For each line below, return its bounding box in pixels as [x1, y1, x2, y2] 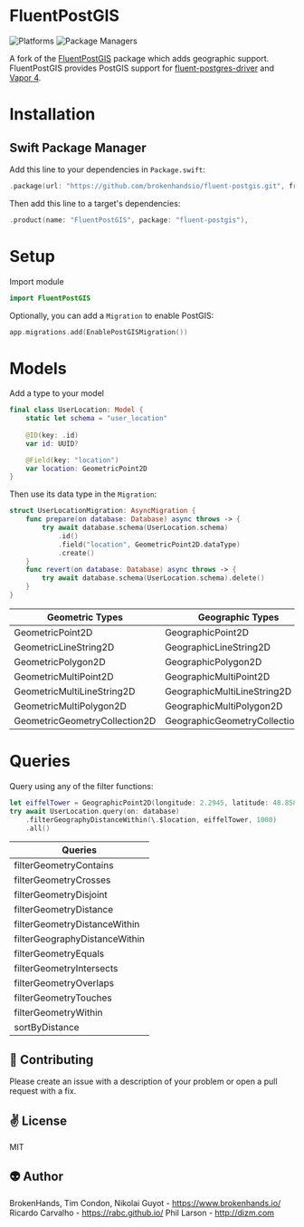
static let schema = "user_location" [25, 414, 168, 423]
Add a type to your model [9, 388, 104, 399]
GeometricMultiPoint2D [14, 670, 114, 682]
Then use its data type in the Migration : [9, 488, 157, 499]
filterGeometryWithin [14, 1007, 103, 1019]
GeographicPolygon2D [164, 655, 262, 668]
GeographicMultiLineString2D [164, 685, 292, 698]
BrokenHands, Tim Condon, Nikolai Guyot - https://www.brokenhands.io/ [9, 1197, 281, 1208]
